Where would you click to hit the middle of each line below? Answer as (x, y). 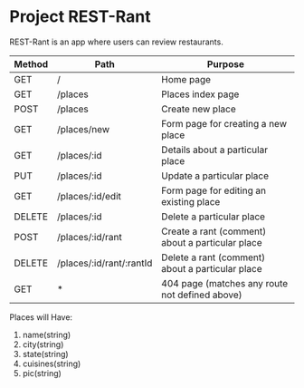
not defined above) (202, 295)
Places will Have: (41, 317)
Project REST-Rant (80, 17)
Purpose (225, 63)
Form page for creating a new (224, 123)
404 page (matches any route (225, 283)
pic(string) (42, 373)
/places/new (84, 129)
